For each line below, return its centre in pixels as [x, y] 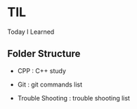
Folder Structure [44, 54]
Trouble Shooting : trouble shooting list [73, 98]
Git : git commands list [50, 84]
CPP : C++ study [42, 70]
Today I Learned [31, 32]
